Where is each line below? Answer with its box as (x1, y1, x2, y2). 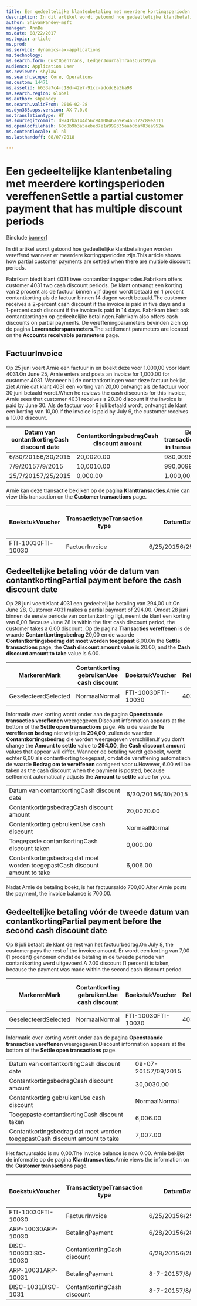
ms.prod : (6, 42, 28, 48)
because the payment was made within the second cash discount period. (6, 966, 184, 973)
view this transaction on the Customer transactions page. (6, 493, 147, 500)
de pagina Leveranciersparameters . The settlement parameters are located (6, 325, 189, 332)
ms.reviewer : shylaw (6, 69, 57, 75)
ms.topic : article (6, 36, 51, 42)
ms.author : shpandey (6, 96, 57, 102)
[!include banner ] (6, 234, 48, 241)
